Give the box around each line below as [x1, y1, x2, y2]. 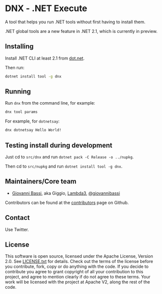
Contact [5, 214, 30, 222]
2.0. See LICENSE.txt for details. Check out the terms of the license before [5, 259, 153, 264]
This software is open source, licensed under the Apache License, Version [5, 253, 153, 259]
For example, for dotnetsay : [5, 118, 59, 124]
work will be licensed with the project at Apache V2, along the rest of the [5, 279, 150, 285]
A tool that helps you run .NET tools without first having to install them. [5, 19, 146, 25]
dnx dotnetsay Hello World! [5, 128, 62, 133]
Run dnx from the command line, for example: [5, 100, 95, 106]
